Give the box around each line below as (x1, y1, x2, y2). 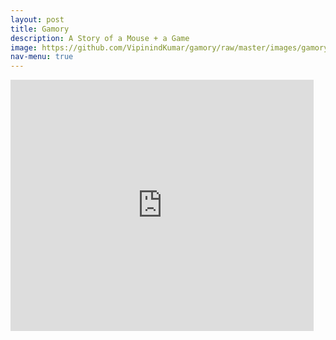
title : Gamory (10, 24, 70, 34)
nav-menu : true (10, 52, 74, 62)
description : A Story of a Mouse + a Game (10, 33, 190, 43)
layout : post (10, 14, 65, 25)
